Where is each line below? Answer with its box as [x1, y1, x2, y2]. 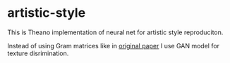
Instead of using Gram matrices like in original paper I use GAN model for [7, 41, 220, 50]
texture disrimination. [7, 49, 69, 57]
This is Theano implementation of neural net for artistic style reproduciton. [7, 28, 224, 36]
